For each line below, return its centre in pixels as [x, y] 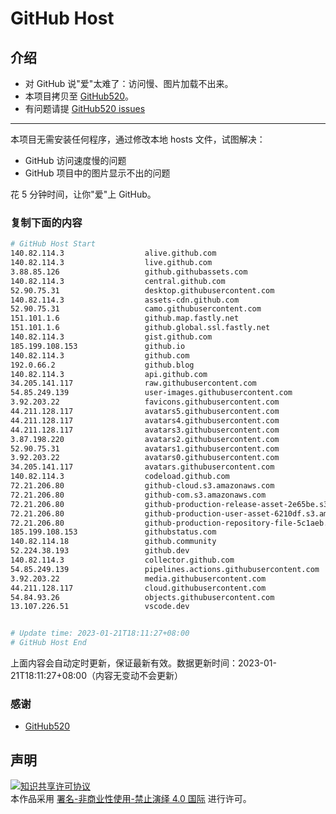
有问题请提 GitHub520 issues [85, 108]
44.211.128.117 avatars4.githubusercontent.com [145, 420]
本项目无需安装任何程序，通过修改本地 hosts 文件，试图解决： [138, 139]
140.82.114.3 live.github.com [111, 263]
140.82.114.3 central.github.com [118, 281]
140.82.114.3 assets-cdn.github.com [125, 300]
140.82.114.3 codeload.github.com [120, 477]
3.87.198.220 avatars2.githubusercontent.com [145, 439]
